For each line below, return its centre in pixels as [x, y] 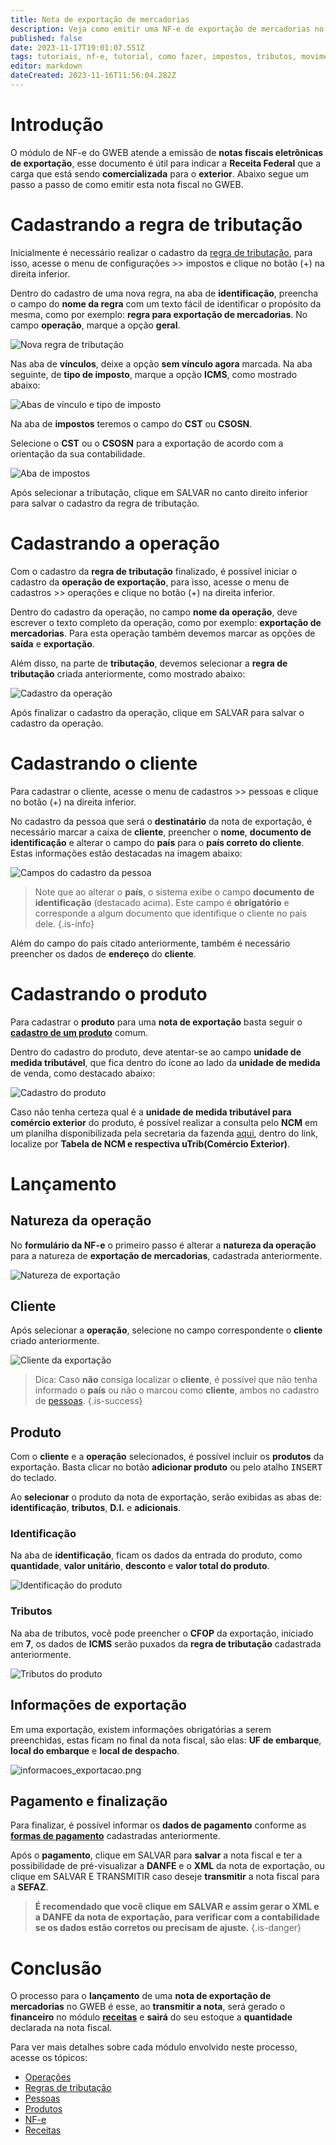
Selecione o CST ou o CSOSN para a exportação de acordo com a [147, 443]
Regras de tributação [68, 2088]
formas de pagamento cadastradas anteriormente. [115, 1836]
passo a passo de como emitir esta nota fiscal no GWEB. [127, 184]
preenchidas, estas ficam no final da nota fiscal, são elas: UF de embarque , [166, 1740]
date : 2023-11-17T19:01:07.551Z [77, 47]
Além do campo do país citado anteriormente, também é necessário [150, 943]
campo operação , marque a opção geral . [95, 325]
